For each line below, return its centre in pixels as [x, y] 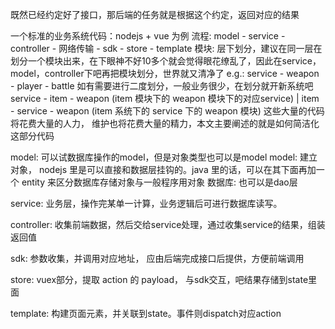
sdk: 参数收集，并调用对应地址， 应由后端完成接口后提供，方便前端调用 [157, 258]
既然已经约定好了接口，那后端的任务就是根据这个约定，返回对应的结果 [155, 14]
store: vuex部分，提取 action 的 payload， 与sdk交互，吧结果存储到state [159, 279]
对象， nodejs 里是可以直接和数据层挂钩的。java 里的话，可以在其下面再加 [163, 169]
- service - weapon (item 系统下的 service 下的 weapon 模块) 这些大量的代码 [167, 111]
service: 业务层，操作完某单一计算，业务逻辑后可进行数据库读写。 [146, 203]
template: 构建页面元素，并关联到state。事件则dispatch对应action [146, 313]
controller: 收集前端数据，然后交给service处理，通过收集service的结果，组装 [168, 224]
